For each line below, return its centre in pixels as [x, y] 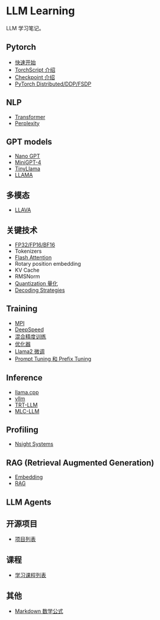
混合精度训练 [30, 336]
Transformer [30, 117]
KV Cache [27, 270]
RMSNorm [27, 276]
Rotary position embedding [48, 264]
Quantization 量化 [36, 283]
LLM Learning [41, 11]
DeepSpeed [29, 329]
